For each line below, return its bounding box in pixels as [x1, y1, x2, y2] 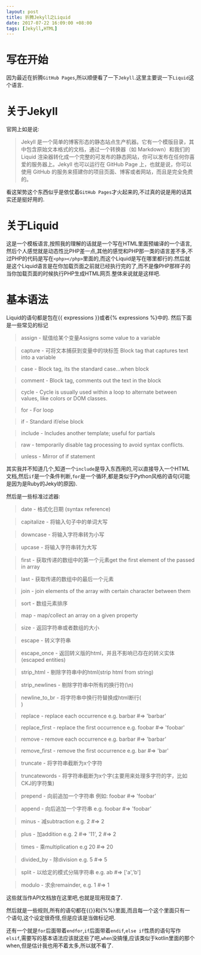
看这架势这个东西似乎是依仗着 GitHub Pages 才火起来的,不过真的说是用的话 [6, 188, 187, 196]
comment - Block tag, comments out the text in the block [20, 377, 162, 384]
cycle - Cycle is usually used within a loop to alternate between [20, 388, 177, 396]
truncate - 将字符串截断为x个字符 [20, 759, 103, 767]
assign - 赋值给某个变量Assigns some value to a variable [20, 334, 160, 341]
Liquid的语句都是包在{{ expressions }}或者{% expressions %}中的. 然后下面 [6, 314, 193, 321]
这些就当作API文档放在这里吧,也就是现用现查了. [6, 894, 123, 901]
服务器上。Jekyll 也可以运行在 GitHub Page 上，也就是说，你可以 [31, 161, 192, 168]
